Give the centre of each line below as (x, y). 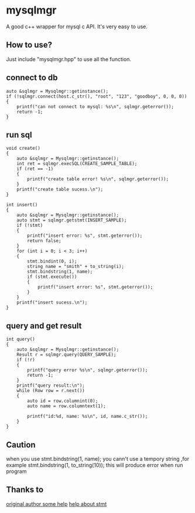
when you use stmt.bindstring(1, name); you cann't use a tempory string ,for (97, 459)
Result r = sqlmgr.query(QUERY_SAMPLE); (66, 355)
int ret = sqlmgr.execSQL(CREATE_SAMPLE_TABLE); (77, 164)
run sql (19, 135)
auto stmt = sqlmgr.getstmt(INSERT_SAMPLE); (72, 220)
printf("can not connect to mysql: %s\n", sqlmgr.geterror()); (95, 106)
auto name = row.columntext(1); (67, 406)
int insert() (22, 205)
